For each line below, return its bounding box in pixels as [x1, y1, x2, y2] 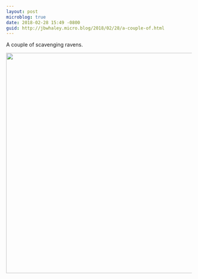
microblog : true [6, 14, 46, 20]
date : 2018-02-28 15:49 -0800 [6, 19, 81, 25]
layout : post [6, 8, 38, 15]
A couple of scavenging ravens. [6, 41, 84, 48]
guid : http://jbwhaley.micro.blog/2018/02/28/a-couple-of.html [6, 25, 165, 31]
